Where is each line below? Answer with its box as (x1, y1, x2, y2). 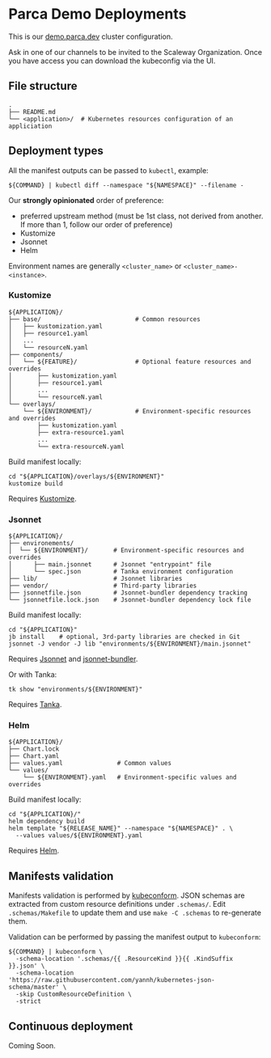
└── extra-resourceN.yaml (37, 442, 125, 451)
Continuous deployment (8, 1019, 133, 1033)
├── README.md (8, 108, 57, 116)
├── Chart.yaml (8, 752, 60, 760)
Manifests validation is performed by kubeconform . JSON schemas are (8, 891, 245, 900)
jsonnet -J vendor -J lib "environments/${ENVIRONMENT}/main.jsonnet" (8, 640, 252, 648)
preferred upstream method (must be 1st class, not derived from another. (19, 211, 264, 221)
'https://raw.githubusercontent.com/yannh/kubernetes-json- (8, 976, 216, 984)
